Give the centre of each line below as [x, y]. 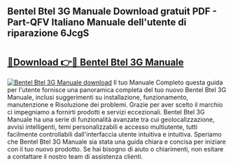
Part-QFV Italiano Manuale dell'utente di [97, 23]
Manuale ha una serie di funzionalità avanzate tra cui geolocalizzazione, [111, 119]
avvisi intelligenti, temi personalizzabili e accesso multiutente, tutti [103, 127]
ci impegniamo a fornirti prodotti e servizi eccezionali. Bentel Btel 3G [106, 112]
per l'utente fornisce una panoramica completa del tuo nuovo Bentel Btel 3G [117, 90]
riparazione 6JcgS [48, 33]
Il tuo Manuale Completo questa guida [168, 82]
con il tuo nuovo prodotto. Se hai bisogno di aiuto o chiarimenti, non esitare [115, 149]
